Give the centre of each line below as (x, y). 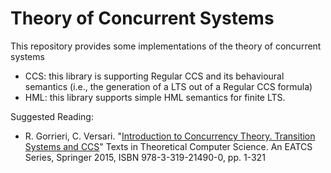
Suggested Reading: (52, 116)
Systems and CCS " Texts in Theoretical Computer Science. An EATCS (168, 146)
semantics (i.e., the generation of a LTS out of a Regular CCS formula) (168, 86)
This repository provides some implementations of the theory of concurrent (166, 46)
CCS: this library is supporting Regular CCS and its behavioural (154, 76)
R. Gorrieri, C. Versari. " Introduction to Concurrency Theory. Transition (170, 136)
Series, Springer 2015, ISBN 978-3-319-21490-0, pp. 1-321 (145, 157)
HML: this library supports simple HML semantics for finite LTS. (155, 97)
